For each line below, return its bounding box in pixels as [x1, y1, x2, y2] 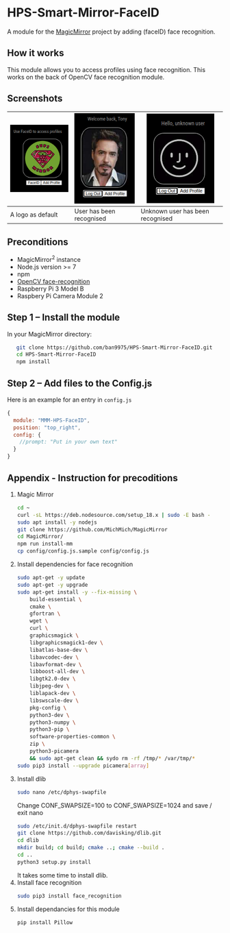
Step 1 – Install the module [7, 312, 120, 324]
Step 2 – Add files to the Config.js [7, 377, 153, 389]
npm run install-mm [16, 540, 73, 548]
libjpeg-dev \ [29, 683, 70, 690]
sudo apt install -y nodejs [16, 519, 97, 526]
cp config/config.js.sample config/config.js [16, 548, 149, 555]
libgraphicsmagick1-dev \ [29, 639, 104, 646]
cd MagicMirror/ [16, 533, 64, 540]
